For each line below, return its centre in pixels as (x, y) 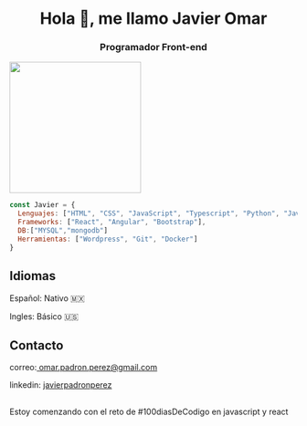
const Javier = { (42, 205)
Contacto (37, 345)
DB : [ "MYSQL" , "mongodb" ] (63, 231)
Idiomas (33, 276)
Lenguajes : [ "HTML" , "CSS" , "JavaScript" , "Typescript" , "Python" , (149, 213)
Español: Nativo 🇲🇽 (47, 298)
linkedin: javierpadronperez (61, 385)
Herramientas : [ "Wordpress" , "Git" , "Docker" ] (108, 239)
